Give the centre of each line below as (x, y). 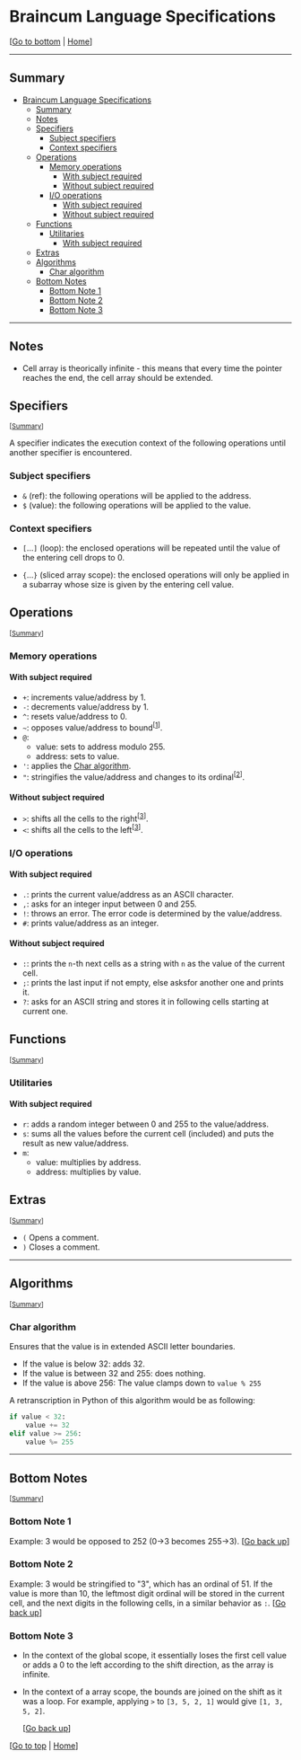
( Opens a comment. (60, 1237)
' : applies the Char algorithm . (77, 765)
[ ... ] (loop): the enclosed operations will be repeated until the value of (151, 548)
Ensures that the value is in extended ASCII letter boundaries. (122, 1346)
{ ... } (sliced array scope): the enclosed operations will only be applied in (155, 575)
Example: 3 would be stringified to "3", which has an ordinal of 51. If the (141, 1584)
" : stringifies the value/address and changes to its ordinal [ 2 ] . (133, 776)
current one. (45, 1012)
